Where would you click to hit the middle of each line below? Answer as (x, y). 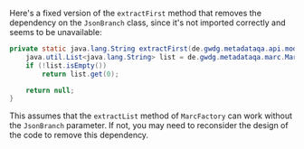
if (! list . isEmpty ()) (66, 65)
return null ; (50, 90)
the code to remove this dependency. (79, 135)
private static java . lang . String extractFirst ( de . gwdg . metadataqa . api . (147, 49)
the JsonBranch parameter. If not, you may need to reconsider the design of (149, 126)
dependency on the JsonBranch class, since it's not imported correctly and (148, 23)
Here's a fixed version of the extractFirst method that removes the (136, 13)
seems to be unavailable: (56, 32)
